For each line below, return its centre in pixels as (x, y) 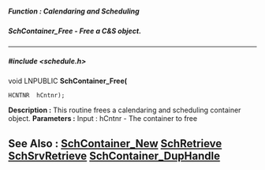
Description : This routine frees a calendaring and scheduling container (125, 110)
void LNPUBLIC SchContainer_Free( (68, 81)
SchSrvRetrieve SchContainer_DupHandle (114, 155)
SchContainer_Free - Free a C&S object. (75, 31)
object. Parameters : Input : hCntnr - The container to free (103, 119)
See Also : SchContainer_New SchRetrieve (115, 144)
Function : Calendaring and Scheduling (74, 11)
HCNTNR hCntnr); (37, 96)
